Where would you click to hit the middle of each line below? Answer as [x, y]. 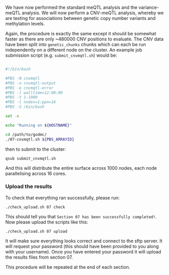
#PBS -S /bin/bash [25, 107]
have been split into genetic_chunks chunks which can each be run [76, 44]
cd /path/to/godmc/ [26, 134]
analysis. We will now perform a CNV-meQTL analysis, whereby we [93, 13]
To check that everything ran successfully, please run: [62, 198]
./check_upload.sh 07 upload [36, 231]
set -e [12, 116]
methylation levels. [25, 24]
